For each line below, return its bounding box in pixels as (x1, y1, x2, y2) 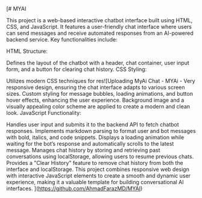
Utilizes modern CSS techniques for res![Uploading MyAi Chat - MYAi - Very (6, 78, 195, 84)
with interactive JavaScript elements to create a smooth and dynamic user (6, 172, 191, 179)
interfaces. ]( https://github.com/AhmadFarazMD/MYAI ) (6, 185, 143, 192)
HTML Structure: (6, 48, 48, 55)
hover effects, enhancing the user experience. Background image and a (6, 96, 185, 104)
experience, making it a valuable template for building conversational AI (6, 179, 184, 185)
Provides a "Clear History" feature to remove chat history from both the (6, 159, 183, 166)
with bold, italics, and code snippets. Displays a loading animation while (6, 134, 185, 141)
